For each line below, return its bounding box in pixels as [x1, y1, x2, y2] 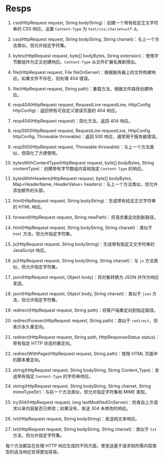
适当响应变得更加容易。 [14, 449, 62, 455]
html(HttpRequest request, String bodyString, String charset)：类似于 [12, 225, 153, 230]
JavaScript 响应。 [12, 247, 48, 253]
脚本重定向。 [17, 357, 43, 363]
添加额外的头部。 [12, 187, 47, 193]
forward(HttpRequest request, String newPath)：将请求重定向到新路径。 [12, 214, 159, 220]
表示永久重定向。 [12, 323, 47, 329]
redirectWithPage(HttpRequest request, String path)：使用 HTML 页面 [12, 350, 154, 356]
